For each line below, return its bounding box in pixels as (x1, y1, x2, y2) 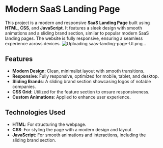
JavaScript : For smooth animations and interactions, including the (12, 132, 146, 138)
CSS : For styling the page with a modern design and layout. (12, 126, 133, 132)
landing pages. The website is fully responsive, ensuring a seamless (5, 35, 143, 41)
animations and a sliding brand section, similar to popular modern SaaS (5, 30, 149, 36)
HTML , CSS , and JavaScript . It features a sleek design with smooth (5, 25, 142, 30)
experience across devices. (5, 40, 61, 46)
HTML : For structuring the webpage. (12, 121, 87, 127)
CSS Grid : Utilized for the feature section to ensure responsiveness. (12, 89, 150, 94)
